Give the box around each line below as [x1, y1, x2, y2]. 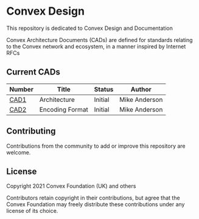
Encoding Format [39, 105, 88, 113]
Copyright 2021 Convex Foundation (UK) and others [6, 182, 136, 190]
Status [94, 85, 114, 93]
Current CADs [6, 67, 61, 77]
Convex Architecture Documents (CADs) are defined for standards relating [6, 36, 193, 43]
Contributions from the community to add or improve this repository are [6, 142, 186, 149]
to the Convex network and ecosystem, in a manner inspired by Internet [6, 43, 186, 50]
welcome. [6, 148, 31, 156]
